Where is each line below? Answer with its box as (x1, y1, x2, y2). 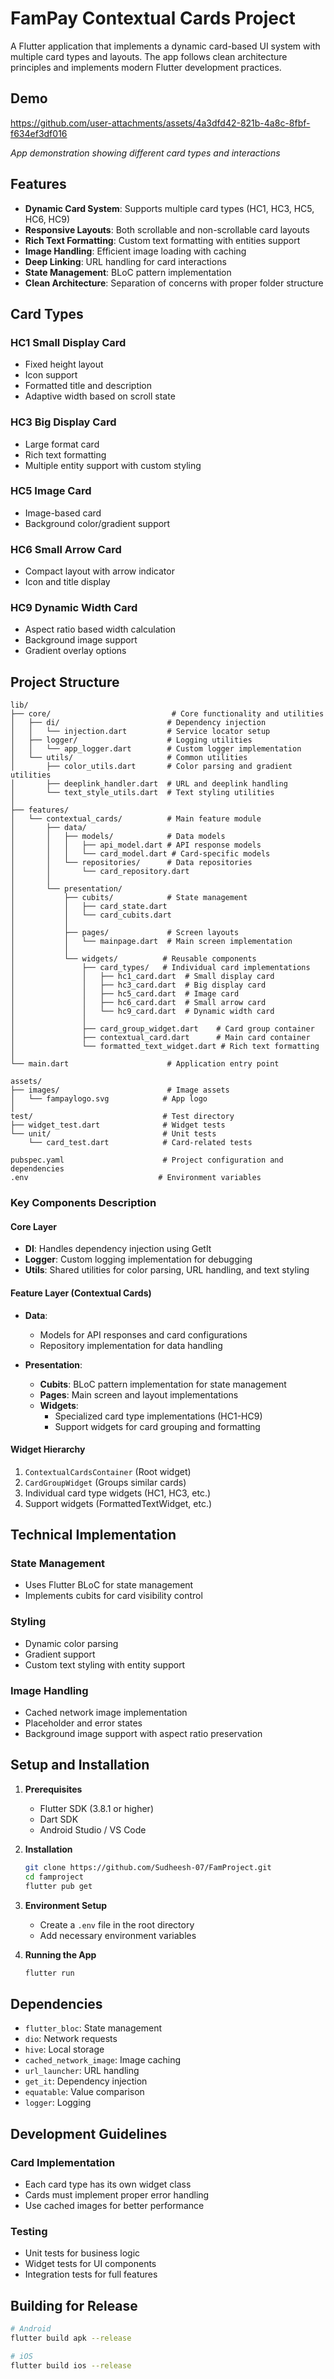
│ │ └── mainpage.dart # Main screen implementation (10, 937, 293, 947)
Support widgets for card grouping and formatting (54, 1420, 261, 1432)
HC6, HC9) (24, 213, 71, 225)
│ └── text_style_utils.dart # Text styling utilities (10, 788, 275, 798)
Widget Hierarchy (10, 1443, 86, 1456)
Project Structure (10, 673, 120, 691)
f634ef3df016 (10, 127, 68, 139)
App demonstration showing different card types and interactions (10, 147, 281, 159)
